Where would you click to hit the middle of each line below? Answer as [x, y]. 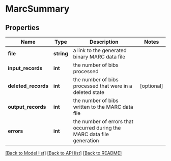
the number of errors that [103, 121]
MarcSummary [37, 9]
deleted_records [28, 86]
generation [86, 140]
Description [104, 42]
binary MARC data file [99, 57]
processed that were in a [103, 86]
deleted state [89, 92]
